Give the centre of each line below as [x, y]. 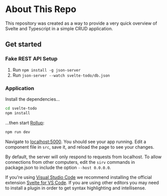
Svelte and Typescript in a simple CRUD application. [59, 28]
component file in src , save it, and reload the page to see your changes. [80, 147]
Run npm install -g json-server [47, 70]
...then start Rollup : [25, 122]
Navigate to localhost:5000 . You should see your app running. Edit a [76, 142]
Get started [23, 45]
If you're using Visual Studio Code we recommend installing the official [78, 177]
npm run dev [18, 132]
